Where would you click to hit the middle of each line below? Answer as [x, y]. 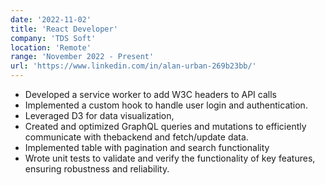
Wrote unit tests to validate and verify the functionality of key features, [170, 158]
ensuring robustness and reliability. [97, 169]
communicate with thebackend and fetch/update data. [136, 137]
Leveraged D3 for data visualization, [99, 115]
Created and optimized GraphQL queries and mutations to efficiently [165, 126]
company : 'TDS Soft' [53, 38]
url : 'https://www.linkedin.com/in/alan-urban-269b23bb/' [133, 66]
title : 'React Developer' [64, 29]
